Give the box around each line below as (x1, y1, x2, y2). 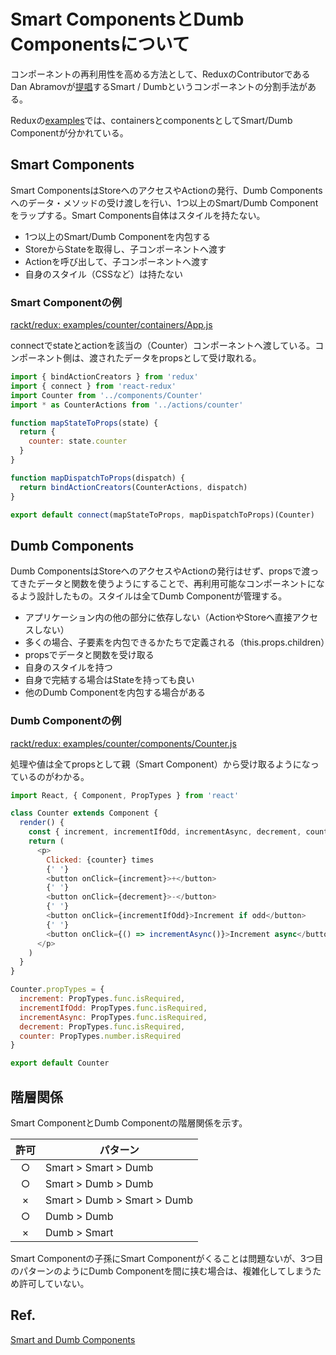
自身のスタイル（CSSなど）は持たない (24, 268, 183, 280)
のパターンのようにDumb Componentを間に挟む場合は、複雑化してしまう (10, 1265, 313, 1277)
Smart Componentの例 (10, 295, 123, 309)
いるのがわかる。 (18, 770, 90, 782)
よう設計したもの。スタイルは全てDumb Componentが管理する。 (18, 590, 288, 602)
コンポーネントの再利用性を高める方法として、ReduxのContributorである (10, 68, 311, 80)
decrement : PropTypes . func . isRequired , (19, 1021, 186, 1032)
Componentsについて (10, 33, 190, 56)
